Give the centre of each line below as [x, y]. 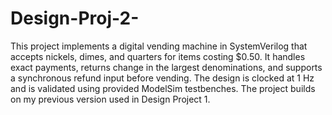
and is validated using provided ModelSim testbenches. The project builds [163, 88]
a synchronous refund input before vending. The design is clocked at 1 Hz [162, 78]
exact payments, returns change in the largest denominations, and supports [166, 67]
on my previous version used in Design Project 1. [110, 99]
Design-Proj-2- [75, 18]
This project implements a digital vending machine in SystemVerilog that [159, 46]
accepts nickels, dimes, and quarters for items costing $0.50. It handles [158, 56]
